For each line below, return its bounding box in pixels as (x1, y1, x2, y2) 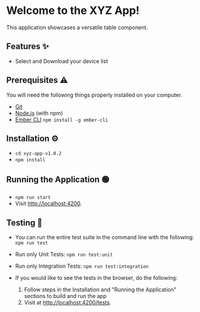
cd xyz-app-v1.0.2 (15, 151, 62, 157)
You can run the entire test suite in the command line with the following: (15, 234, 195, 240)
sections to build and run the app (24, 293, 107, 299)
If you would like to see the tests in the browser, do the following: (15, 274, 178, 281)
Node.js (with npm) (15, 109, 64, 117)
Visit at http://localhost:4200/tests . (24, 299, 112, 306)
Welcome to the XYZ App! (6, 4, 140, 18)
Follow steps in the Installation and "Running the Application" (24, 286, 177, 293)
